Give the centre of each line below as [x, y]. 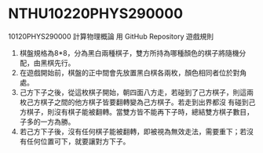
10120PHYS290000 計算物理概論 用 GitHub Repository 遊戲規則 [111, 36]
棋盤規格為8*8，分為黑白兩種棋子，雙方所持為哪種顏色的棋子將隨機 [129, 53]
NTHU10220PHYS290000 [95, 14]
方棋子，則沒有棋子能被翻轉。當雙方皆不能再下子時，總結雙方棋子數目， [136, 111]
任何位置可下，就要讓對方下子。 [78, 141]
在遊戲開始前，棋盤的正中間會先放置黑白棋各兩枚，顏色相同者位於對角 [133, 72]
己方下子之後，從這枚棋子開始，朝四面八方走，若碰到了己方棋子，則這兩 [136, 92]
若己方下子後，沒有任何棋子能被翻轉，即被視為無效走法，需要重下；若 [133, 131]
